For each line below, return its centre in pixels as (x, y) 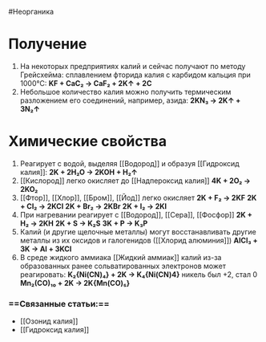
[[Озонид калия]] (49, 321)
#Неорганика (31, 12)
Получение (48, 44)
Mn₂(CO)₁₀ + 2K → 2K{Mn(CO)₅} (75, 283)
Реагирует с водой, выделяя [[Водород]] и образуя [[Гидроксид (129, 163)
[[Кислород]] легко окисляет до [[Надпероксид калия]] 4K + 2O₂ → (135, 181)
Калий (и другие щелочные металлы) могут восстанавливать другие (138, 231)
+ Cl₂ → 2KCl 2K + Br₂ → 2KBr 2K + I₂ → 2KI (93, 206)
